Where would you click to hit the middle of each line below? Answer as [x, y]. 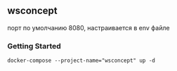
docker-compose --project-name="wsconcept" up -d [81, 61]
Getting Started [34, 46]
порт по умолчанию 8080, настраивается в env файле [88, 27]
